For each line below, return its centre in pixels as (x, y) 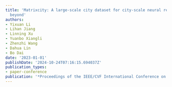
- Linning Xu (19, 34)
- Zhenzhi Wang (21, 43)
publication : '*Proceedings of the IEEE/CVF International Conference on (86, 77)
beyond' (18, 15)
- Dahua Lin (18, 48)
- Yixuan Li (18, 24)
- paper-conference (26, 72)
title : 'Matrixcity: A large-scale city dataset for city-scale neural (83, 10)
